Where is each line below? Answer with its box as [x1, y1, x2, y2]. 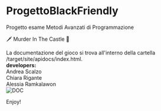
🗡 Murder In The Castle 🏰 [6, 35, 70, 43]
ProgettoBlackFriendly [6, 4, 119, 18]
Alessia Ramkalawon [6, 80, 56, 87]
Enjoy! [6, 98, 22, 105]
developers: [6, 61, 37, 68]
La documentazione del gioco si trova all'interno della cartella [6, 49, 156, 56]
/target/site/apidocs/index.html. [6, 55, 83, 63]
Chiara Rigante [6, 74, 42, 81]
